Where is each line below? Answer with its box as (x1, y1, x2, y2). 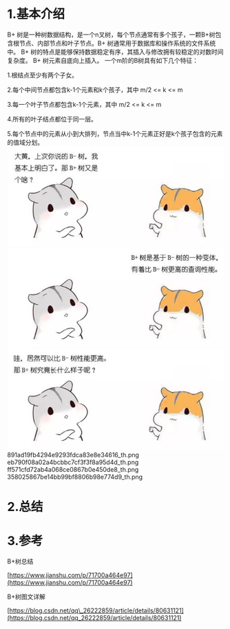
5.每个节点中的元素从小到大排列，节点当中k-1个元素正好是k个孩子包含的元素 (7, 129, 223, 138)
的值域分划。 (7, 138, 43, 146)
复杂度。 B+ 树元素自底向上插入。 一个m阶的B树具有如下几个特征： (7, 56, 198, 64)
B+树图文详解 (7, 592, 46, 601)
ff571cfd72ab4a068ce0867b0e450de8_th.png (7, 465, 139, 473)
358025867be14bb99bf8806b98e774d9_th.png (7, 472, 143, 481)
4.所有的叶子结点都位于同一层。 (7, 114, 98, 123)
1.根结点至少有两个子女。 (7, 70, 78, 79)
